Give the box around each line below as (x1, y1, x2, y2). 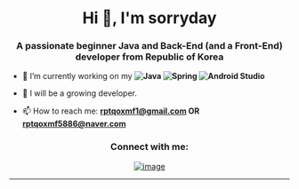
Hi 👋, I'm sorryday (82, 8, 217, 28)
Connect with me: (109, 141, 190, 154)
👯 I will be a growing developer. (21, 88, 138, 98)
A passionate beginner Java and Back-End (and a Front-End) (16, 40, 283, 52)
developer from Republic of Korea (75, 51, 224, 63)
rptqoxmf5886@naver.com (21, 119, 126, 130)
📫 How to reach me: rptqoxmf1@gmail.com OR (21, 106, 200, 116)
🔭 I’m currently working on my (21, 71, 133, 82)
